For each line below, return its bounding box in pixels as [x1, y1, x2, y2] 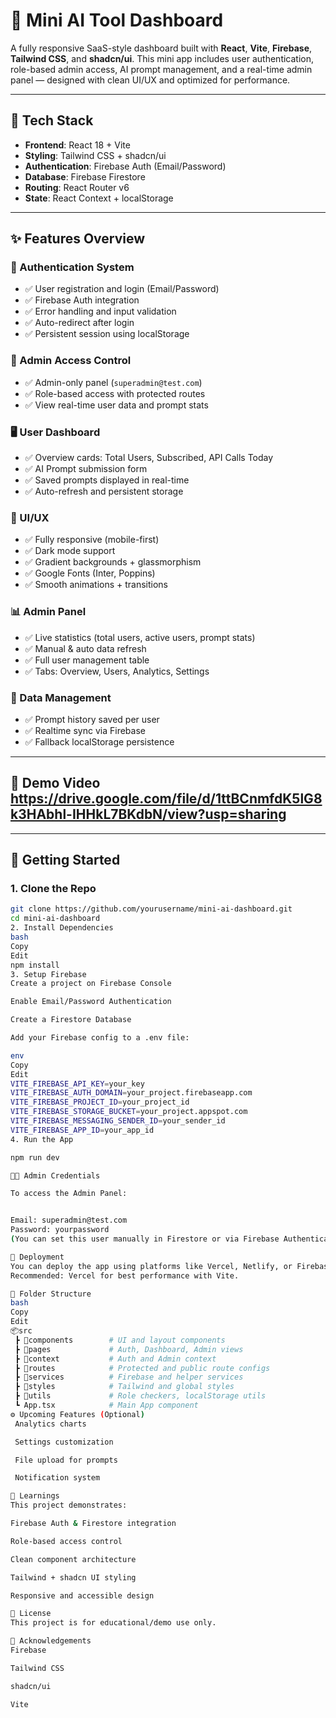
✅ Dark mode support [24, 545, 116, 557]
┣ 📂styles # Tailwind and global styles [14, 1382, 235, 1392]
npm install [10, 960, 60, 970]
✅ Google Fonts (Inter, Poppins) [24, 567, 156, 579]
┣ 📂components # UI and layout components [14, 1335, 226, 1345]
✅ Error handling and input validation [24, 305, 177, 318]
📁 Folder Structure [10, 1289, 92, 1299]
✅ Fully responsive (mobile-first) [24, 534, 160, 546]
